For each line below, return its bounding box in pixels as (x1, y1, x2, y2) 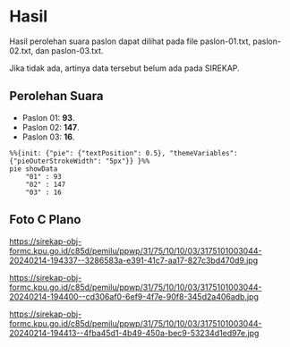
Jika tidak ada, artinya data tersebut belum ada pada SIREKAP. (9, 63, 240, 73)
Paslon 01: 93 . (21, 112, 75, 123)
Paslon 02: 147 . (21, 122, 81, 132)
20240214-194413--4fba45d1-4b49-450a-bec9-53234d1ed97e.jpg (9, 327, 260, 338)
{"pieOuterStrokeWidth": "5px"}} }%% (9, 157, 150, 165)
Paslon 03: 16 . (21, 131, 75, 142)
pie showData (9, 164, 58, 173)
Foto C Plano (9, 212, 81, 227)
